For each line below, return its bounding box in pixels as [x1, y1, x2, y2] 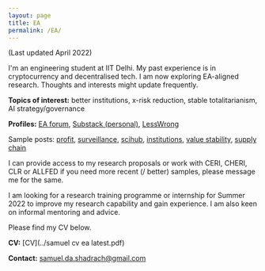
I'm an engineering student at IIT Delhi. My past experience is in [8, 63, 216, 73]
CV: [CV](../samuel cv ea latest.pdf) [8, 239, 125, 248]
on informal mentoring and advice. [8, 208, 121, 217]
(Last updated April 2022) [8, 48, 93, 58]
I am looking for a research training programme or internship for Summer [8, 191, 245, 200]
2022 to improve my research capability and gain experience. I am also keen [8, 199, 258, 208]
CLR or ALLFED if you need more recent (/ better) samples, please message [8, 167, 256, 177]
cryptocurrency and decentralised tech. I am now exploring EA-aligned [8, 72, 240, 82]
